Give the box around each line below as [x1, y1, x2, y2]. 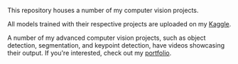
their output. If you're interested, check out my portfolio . [7, 49, 172, 57]
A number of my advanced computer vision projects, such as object [7, 33, 206, 42]
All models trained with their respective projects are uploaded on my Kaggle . [7, 20, 232, 28]
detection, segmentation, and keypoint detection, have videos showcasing [7, 41, 225, 49]
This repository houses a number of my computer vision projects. [7, 6, 199, 14]
